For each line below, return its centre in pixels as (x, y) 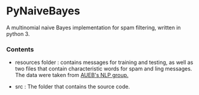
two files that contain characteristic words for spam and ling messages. (103, 69)
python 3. (18, 33)
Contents (20, 49)
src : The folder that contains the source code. (72, 87)
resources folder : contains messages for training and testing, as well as (104, 62)
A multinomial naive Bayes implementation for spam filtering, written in (94, 27)
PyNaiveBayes (43, 11)
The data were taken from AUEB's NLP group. (72, 75)
